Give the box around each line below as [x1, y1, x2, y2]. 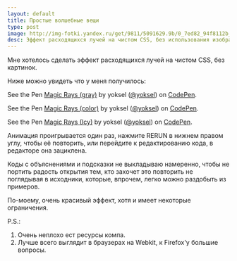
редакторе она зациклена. [7, 146, 87, 155]
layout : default [7, 10, 55, 18]
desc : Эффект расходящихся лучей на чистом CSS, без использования [7, 37, 210, 44]
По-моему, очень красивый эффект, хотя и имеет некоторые [7, 196, 192, 205]
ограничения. [7, 203, 49, 212]
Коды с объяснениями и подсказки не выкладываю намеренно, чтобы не [7, 160, 230, 169]
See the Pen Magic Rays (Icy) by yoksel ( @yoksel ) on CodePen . [7, 117, 193, 127]
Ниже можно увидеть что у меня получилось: [7, 77, 147, 85]
